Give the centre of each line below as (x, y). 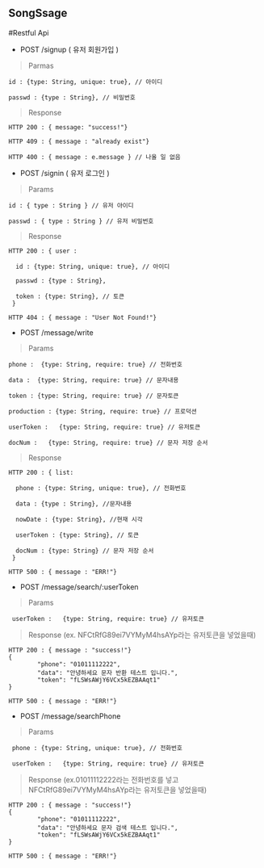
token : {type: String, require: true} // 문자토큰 (94, 396)
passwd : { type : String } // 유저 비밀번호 (81, 221)
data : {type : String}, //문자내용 (74, 504)
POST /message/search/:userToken (79, 587)
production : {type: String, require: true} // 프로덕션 (103, 411)
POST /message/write (57, 332)
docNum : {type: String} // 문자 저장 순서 (85, 551)
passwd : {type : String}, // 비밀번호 (72, 97)
